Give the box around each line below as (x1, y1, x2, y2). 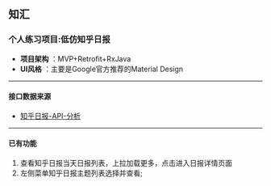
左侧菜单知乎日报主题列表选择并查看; (19, 168, 144, 178)
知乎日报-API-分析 (19, 111, 81, 120)
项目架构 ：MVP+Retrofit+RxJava (19, 53, 131, 63)
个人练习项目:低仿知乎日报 (8, 34, 110, 45)
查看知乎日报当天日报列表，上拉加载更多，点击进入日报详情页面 (19, 159, 232, 168)
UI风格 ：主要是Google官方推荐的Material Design (19, 64, 184, 74)
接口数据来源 (8, 91, 51, 101)
